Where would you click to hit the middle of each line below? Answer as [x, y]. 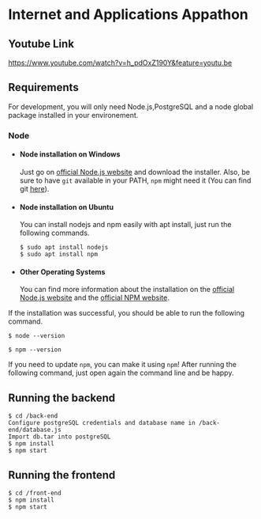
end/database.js [35, 430]
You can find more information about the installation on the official [127, 290]
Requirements [43, 87]
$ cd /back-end [33, 416]
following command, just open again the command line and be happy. [121, 373]
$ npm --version [35, 350]
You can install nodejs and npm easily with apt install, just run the [125, 225]
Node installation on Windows [70, 154]
